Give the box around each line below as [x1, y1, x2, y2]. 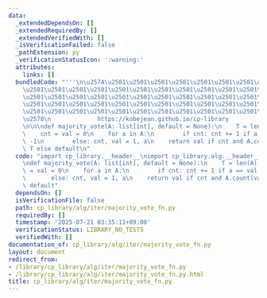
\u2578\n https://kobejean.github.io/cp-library [22, 115, 229, 123]
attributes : [15, 64, 56, 72]
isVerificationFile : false [15, 196, 105, 204]
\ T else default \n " [22, 145, 91, 153]
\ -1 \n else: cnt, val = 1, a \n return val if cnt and [22, 137, 244, 145]
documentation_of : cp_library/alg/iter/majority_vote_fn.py [8, 241, 212, 249]
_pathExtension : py [15, 48, 80, 56]
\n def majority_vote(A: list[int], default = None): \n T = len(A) [22, 160, 258, 168]
